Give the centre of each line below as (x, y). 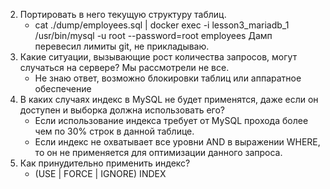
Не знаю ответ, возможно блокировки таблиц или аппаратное (168, 78)
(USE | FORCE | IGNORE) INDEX (100, 173)
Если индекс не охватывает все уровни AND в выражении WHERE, (177, 142)
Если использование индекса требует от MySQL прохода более (171, 120)
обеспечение (63, 88)
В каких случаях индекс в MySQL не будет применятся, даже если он (169, 99)
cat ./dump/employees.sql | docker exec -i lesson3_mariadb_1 (162, 25)
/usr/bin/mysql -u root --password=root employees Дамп (153, 35)
